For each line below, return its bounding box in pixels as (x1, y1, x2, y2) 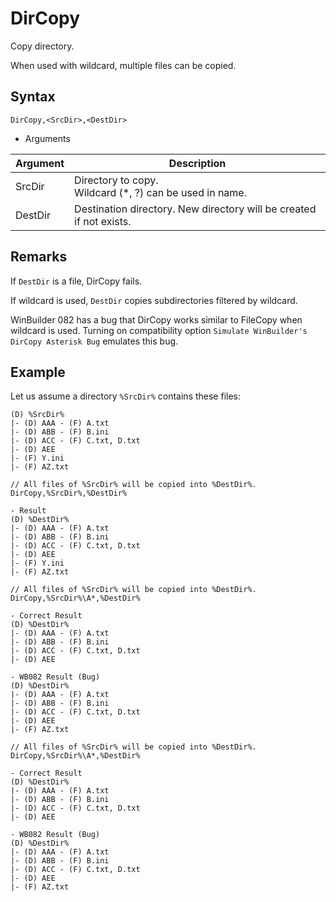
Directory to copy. (74, 173, 159, 187)
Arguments (24, 132, 71, 144)
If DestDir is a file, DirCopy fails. (10, 275, 143, 287)
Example (10, 363, 66, 381)
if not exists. (74, 214, 132, 228)
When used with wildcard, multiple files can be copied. (10, 59, 237, 71)
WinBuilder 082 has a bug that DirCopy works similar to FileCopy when (10, 313, 303, 326)
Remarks (10, 248, 68, 266)
